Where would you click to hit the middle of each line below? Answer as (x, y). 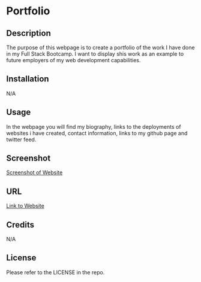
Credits (20, 225)
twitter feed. (21, 140)
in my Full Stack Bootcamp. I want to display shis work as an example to (95, 54)
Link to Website (25, 206)
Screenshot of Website (34, 172)
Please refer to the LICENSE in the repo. (55, 272)
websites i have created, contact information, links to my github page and (97, 133)
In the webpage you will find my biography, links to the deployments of (94, 126)
